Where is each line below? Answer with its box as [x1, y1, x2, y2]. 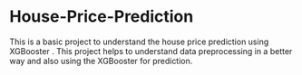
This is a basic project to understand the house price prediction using [9, 36, 269, 47]
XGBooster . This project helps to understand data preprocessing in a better [9, 45, 293, 56]
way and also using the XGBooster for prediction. [9, 55, 193, 66]
